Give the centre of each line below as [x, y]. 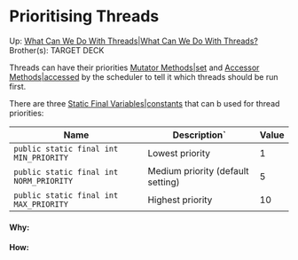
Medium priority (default [199, 170]
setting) [164, 182]
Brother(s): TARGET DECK [57, 50]
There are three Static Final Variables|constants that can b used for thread [145, 103]
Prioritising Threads [84, 16]
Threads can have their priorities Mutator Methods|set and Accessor [134, 67]
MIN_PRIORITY [41, 158]
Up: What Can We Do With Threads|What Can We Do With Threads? [134, 41]
